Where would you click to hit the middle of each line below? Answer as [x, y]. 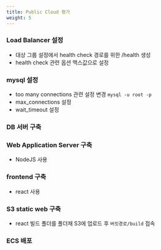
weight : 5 [19, 18]
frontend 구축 [26, 177]
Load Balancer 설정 [35, 40]
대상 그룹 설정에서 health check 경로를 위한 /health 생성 [83, 55]
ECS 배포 [19, 241]
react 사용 [28, 191]
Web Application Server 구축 [49, 145]
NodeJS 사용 [31, 159]
